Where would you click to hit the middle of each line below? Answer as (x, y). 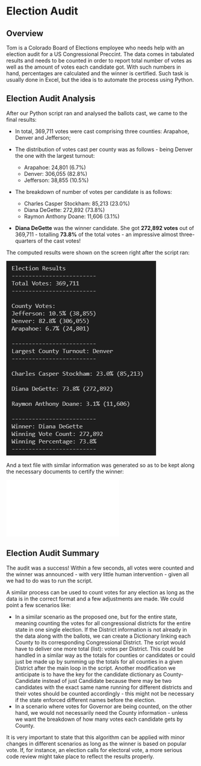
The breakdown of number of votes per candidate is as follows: (94, 191)
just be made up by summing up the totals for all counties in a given (99, 661)
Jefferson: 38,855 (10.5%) (56, 180)
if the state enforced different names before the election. (85, 700)
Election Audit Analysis (51, 98)
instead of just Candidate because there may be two (107, 680)
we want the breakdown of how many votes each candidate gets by (99, 719)
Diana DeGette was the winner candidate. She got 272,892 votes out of (104, 228)
